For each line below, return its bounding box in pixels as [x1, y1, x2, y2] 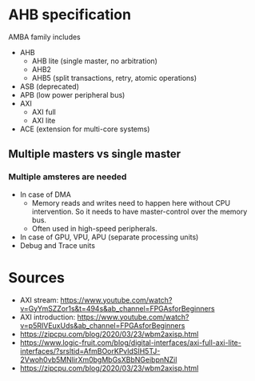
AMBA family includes [8, 32, 82, 42]
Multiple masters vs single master [8, 147, 181, 161]
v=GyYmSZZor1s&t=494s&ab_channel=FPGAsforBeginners [19, 303, 215, 313]
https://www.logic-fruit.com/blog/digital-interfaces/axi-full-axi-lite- [19, 338, 241, 347]
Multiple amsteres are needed [8, 171, 127, 182]
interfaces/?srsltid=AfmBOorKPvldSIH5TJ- [19, 346, 161, 355]
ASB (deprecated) [19, 82, 80, 91]
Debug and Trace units [19, 240, 96, 250]
